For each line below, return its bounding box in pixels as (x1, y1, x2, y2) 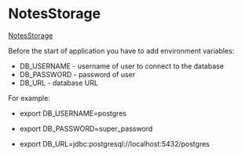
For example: (8, 93, 51, 102)
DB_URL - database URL (19, 78, 98, 87)
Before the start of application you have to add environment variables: (8, 46, 235, 55)
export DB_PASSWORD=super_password (19, 124, 153, 133)
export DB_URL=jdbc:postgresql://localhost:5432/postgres (19, 139, 210, 148)
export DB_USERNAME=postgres (19, 108, 127, 118)
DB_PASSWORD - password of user (19, 69, 136, 79)
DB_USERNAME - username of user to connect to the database (19, 61, 224, 71)
